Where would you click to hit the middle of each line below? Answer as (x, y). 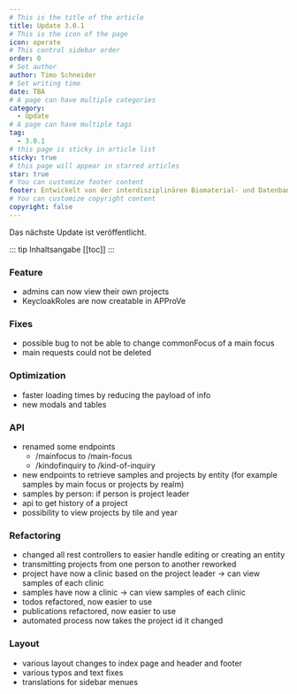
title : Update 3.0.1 (47, 26)
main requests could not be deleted (87, 353)
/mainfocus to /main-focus (84, 456)
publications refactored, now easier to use (99, 612)
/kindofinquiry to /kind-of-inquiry (95, 465)
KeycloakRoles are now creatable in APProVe (104, 301)
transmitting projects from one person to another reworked (129, 565)
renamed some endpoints (69, 446)
